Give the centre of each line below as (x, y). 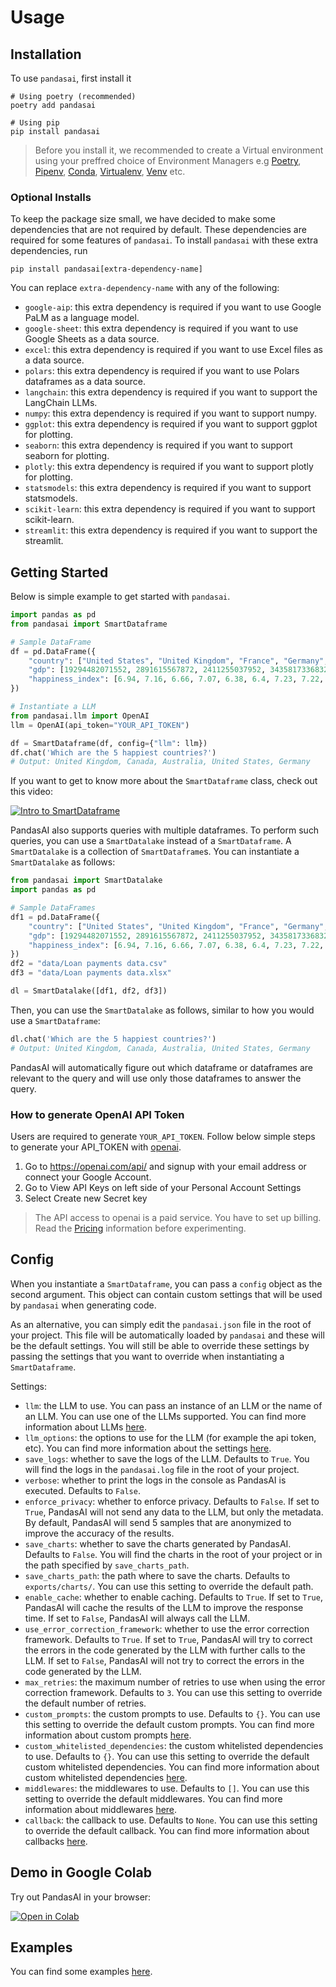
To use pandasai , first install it (71, 78)
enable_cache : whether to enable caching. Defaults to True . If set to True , (173, 1597)
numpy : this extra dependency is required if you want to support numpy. (170, 413)
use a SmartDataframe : (55, 1020)
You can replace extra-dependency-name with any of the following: (145, 288)
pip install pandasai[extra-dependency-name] (106, 269)
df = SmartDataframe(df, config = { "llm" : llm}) (109, 743)
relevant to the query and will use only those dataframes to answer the (156, 1078)
